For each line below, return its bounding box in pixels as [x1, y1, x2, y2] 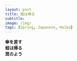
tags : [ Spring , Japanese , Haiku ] [5, 25, 73, 30]
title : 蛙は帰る [5, 12, 35, 16]
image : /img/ [5, 20, 32, 26]
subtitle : [5, 16, 25, 21]
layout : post [5, 7, 32, 12]
